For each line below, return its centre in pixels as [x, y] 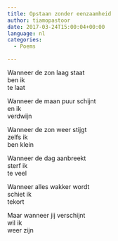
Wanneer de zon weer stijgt [47, 130]
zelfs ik [18, 137]
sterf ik [18, 165]
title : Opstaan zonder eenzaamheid [59, 14]
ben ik [17, 80]
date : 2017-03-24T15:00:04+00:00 [56, 27]
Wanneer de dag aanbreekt [47, 158]
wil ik [15, 223]
